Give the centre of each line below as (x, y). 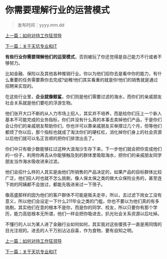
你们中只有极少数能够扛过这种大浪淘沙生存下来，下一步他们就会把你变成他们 (83, 149)
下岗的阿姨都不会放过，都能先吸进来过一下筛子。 (55, 184)
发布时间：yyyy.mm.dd (41, 25)
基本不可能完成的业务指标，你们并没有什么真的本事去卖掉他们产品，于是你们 (83, 120)
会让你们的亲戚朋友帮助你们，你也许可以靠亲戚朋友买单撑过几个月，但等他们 (83, 126)
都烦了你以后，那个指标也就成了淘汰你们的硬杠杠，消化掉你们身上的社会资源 (83, 132)
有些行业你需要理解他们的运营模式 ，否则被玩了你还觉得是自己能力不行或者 (81, 57)
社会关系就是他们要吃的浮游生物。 (40, 103)
